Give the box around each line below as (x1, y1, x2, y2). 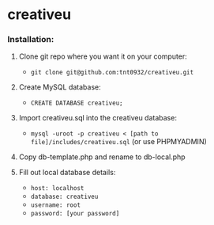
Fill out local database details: (18, 168, 116, 177)
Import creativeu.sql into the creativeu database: (18, 113, 177, 123)
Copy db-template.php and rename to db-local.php (18, 152, 186, 162)
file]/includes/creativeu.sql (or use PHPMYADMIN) (30, 137, 207, 147)
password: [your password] (30, 210, 120, 218)
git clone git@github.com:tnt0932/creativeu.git (30, 69, 194, 77)
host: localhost (30, 185, 84, 193)
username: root (30, 201, 81, 209)
